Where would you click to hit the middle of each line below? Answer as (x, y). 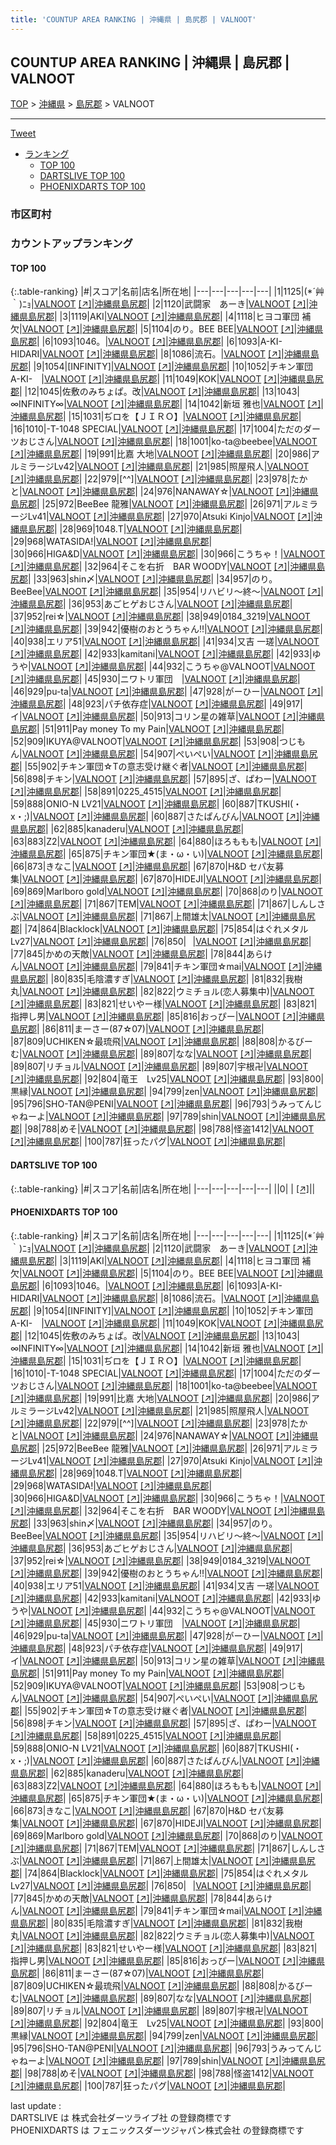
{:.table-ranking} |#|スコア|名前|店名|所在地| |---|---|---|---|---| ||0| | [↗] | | (163, 1188)
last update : (36, 2105)
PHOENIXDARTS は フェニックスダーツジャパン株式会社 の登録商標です (157, 2130)
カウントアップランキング (71, 244)
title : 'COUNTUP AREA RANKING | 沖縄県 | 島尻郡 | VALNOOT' (133, 19)
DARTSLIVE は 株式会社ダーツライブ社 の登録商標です (121, 2117)
